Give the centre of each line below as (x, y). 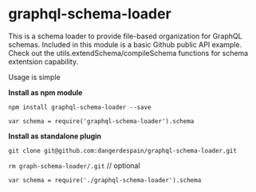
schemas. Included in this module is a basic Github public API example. (125, 44)
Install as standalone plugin (55, 136)
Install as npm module (45, 92)
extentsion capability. (43, 62)
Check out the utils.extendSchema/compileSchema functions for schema (128, 53)
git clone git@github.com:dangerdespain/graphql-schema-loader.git (123, 150)
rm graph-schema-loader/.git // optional (75, 166)
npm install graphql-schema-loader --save (80, 107)
